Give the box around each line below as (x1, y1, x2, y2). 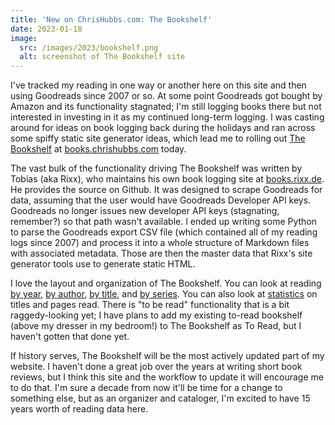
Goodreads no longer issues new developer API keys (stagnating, (10, 205, 280, 217)
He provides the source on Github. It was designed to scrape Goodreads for (10, 184, 323, 196)
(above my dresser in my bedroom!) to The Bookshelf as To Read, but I (10, 320, 302, 332)
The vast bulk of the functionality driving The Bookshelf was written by (10, 162, 303, 175)
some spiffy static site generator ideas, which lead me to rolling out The (10, 132, 306, 145)
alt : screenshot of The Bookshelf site (19, 52, 186, 62)
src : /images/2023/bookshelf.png (19, 42, 159, 53)
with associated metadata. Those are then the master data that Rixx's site (10, 247, 313, 260)
